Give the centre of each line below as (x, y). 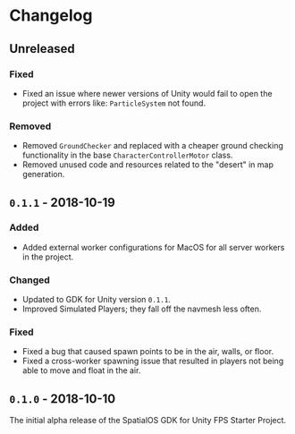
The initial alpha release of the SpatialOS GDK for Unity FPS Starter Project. (148, 421)
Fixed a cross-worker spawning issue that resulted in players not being (153, 361)
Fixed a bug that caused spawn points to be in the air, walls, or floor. (148, 352)
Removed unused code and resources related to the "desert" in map (148, 165)
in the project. (48, 257)
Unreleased (42, 49)
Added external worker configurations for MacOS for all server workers (153, 247)
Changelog (51, 16)
